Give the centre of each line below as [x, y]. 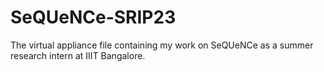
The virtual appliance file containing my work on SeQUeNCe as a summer [162, 45]
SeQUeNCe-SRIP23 [93, 17]
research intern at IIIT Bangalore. [78, 55]
